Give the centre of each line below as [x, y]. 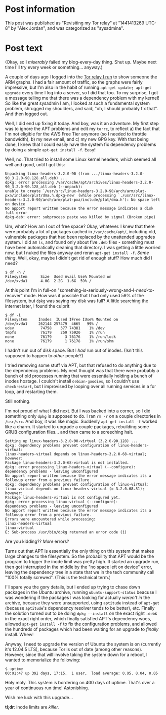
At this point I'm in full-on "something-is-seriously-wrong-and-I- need [76, 290]
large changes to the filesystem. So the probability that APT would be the [80, 556]
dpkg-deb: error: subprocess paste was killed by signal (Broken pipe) [80, 217]
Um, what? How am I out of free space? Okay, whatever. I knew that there [80, 226]
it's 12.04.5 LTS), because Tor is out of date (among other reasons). [74, 649]
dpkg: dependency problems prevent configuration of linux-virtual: [77, 484]
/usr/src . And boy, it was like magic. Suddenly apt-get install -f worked [81, 421]
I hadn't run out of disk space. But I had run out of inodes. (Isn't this [74, 350]
